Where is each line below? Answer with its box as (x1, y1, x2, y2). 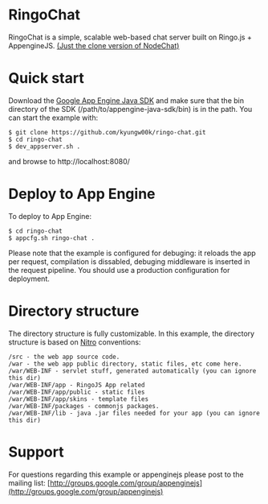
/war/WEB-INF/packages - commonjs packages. (8, 402, 160, 410)
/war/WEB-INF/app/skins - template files (8, 395, 149, 403)
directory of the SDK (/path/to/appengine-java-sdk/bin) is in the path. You (8, 104, 253, 114)
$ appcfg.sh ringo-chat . (8, 233, 95, 242)
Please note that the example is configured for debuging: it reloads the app (8, 248, 257, 258)
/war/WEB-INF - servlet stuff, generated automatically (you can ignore (8, 366, 257, 375)
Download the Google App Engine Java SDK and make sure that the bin (8, 95, 245, 105)
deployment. (8, 274, 50, 283)
